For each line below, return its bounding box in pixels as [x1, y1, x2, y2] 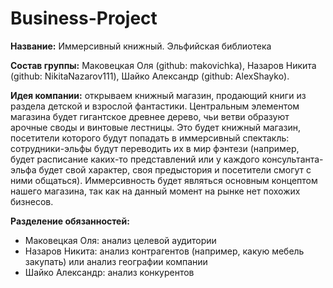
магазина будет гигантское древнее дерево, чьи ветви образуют [10, 110, 290, 122]
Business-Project [10, 7, 158, 30]
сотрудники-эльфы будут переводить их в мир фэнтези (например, [10, 142, 300, 154]
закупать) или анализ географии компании [24, 255, 208, 267]
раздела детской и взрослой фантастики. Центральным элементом [10, 100, 300, 112]
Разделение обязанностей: [10, 215, 130, 227]
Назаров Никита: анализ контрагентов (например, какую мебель [24, 245, 305, 257]
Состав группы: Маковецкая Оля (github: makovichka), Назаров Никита [10, 59, 317, 71]
